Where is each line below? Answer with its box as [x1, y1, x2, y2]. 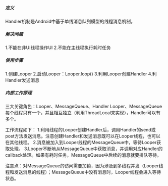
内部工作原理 [5, 89, 32, 96]
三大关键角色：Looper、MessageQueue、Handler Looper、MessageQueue [5, 103, 162, 109]
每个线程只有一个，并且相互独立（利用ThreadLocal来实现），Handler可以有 [5, 109, 160, 116]
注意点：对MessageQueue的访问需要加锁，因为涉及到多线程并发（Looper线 [5, 162, 163, 169]
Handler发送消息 [5, 77, 39, 83]
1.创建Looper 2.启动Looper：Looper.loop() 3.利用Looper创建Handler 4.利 [5, 71, 157, 77]
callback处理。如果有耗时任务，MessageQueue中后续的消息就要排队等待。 [5, 152, 161, 158]
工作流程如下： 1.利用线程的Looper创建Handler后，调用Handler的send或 [5, 126, 156, 132]
